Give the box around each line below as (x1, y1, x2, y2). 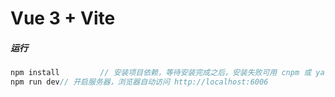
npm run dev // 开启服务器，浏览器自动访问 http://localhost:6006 (10, 77, 269, 87)
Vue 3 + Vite (10, 7, 116, 30)
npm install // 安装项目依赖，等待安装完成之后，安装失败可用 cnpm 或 (10, 68, 312, 78)
